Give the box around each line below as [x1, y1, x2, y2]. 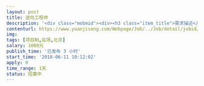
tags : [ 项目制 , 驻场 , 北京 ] [6, 37, 66, 43]
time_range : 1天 [6, 65, 47, 71]
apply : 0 [6, 59, 29, 65]
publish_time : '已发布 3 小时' [6, 48, 81, 55]
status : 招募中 [6, 71, 42, 77]
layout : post [6, 8, 39, 15]
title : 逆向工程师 [6, 15, 49, 21]
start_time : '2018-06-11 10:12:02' [6, 54, 97, 60]
